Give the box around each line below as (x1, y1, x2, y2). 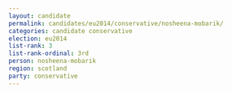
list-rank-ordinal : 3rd (8, 49, 90, 57)
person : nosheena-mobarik (8, 57, 96, 66)
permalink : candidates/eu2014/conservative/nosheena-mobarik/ (8, 19, 224, 27)
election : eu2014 (8, 34, 68, 43)
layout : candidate (8, 11, 71, 20)
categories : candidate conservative (8, 27, 133, 35)
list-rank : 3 (8, 42, 53, 50)
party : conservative (8, 72, 79, 80)
